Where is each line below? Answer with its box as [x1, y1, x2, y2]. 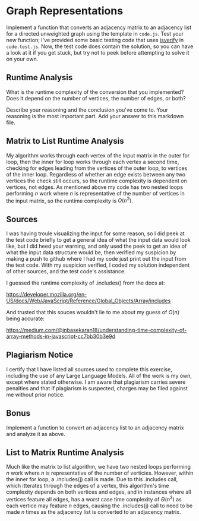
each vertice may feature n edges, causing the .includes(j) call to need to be [6, 502, 193, 509]
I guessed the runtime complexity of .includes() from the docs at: [6, 279, 165, 286]
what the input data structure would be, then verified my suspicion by [6, 249, 176, 256]
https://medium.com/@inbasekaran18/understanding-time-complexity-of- [6, 327, 187, 334]
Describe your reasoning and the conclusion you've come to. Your [6, 106, 168, 113]
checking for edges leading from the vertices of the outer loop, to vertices [6, 165, 188, 172]
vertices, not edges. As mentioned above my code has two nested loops [6, 183, 183, 191]
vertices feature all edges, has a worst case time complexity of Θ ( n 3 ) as [6, 495, 182, 503]
